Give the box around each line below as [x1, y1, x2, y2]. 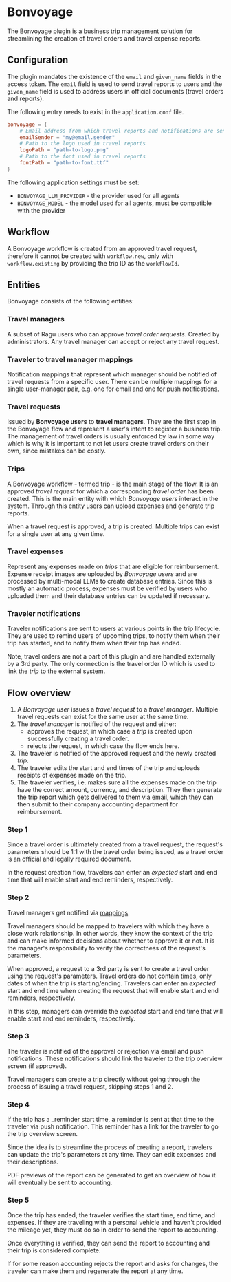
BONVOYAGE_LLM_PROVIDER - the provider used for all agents [16, 191, 180, 200]
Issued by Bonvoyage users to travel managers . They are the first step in [7, 418, 217, 426]
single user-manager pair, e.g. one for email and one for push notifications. [7, 385, 220, 393]
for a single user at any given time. [7, 529, 105, 537]
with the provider [16, 206, 66, 214]
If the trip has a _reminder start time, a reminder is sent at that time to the [7, 1115, 214, 1124]
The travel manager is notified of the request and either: [16, 720, 177, 728]
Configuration [7, 54, 69, 66]
